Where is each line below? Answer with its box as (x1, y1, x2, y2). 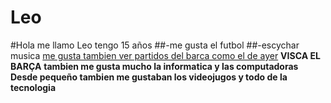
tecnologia (10, 81, 57, 93)
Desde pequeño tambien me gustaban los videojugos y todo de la (10, 71, 288, 83)
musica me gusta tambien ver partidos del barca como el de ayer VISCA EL (10, 49, 321, 61)
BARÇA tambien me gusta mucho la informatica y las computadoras (10, 60, 299, 72)
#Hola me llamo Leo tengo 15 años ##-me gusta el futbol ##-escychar (10, 39, 300, 51)
